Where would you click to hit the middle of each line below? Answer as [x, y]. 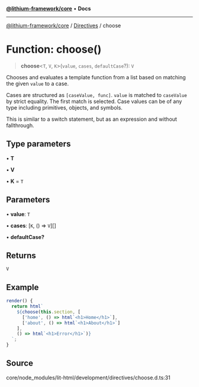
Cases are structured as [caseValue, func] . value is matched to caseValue [97, 95]
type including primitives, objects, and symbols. [64, 107]
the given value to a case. [38, 83]
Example [23, 287]
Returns [21, 255]
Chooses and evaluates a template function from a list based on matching [96, 77]
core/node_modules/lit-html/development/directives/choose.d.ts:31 [88, 378]
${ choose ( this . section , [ [49, 312]
